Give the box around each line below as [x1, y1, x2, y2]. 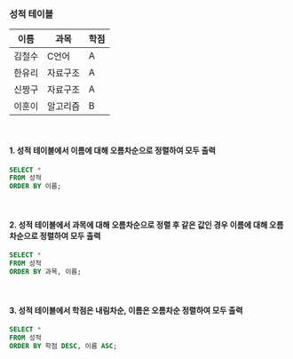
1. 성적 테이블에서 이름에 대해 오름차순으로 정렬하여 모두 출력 [9, 145, 216, 156]
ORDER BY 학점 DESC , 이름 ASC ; [9, 341, 118, 350]
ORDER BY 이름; [9, 182, 62, 191]
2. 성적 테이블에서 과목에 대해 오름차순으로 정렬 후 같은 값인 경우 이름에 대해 [9, 219, 268, 230]
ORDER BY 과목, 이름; [9, 267, 82, 276]
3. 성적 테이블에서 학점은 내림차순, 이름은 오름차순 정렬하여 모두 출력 [9, 305, 243, 315]
